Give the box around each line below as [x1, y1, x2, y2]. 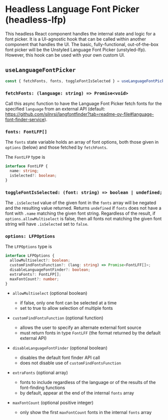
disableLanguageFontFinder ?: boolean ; [9, 267, 91, 272]
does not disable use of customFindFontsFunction [19, 360, 121, 366]
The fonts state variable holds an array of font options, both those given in [5, 139, 159, 145]
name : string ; [9, 169, 39, 174]
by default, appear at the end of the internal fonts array [19, 390, 134, 396]
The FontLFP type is [5, 154, 45, 160]
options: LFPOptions [5, 233, 55, 239]
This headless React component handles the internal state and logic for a [5, 31, 156, 37]
